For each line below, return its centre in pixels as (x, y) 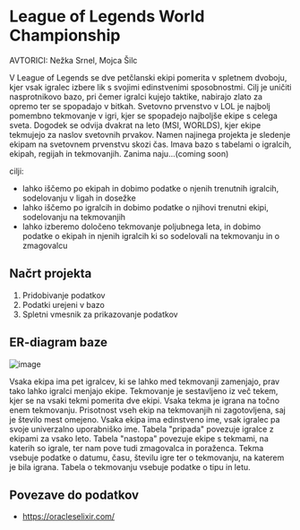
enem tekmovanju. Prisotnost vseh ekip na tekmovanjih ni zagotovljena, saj (148, 410)
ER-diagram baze (59, 342)
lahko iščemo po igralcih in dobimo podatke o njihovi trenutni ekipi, (145, 207)
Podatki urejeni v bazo (64, 304)
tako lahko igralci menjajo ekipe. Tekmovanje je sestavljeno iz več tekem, (144, 390)
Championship (65, 35)
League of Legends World (107, 17)
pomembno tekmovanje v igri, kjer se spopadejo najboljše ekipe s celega (143, 115)
